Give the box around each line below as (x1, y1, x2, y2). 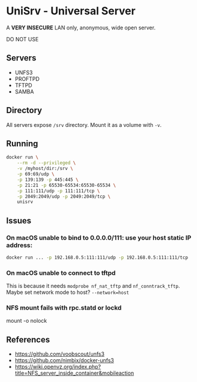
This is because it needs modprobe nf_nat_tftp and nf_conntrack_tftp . (6, 283, 180, 290)
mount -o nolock (6, 317, 47, 325)
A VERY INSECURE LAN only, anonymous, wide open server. (6, 24, 156, 31)
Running (6, 138, 39, 148)
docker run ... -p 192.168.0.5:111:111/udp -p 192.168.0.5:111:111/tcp (6, 254, 188, 260)
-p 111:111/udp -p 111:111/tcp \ (17, 187, 100, 194)
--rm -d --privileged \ (17, 160, 76, 166)
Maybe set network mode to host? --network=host (6, 289, 130, 296)
